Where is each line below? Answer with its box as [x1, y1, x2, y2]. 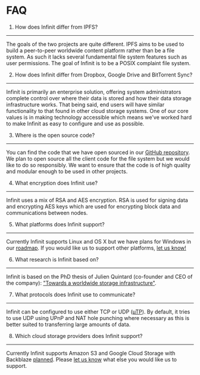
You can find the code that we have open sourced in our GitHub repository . [6, 149, 190, 156]
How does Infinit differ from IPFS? [14, 23, 98, 30]
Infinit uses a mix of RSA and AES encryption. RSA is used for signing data [6, 196, 189, 204]
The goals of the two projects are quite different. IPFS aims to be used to [6, 40, 185, 48]
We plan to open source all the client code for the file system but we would [6, 155, 190, 162]
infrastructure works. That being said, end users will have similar [6, 101, 165, 108]
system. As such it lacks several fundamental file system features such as [6, 53, 187, 60]
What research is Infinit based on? [14, 256, 99, 263]
